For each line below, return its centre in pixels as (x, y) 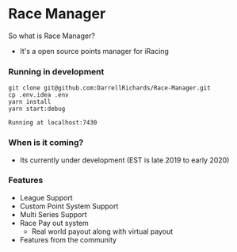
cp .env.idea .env (38, 95)
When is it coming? (46, 143)
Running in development (56, 71)
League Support (46, 197)
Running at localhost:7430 (53, 123)
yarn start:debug (37, 109)
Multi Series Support (53, 214)
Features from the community (68, 239)
